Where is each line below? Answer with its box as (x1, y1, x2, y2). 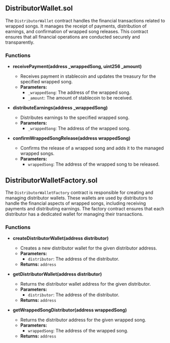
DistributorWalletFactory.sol (5, 176, 98, 184)
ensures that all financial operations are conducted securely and (5, 34, 140, 40)
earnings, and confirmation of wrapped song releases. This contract (5, 28, 149, 35)
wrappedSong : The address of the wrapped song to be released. (27, 161, 160, 167)
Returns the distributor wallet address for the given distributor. (20, 281, 151, 287)
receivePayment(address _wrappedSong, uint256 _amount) (12, 64, 142, 70)
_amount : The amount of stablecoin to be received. (27, 95, 133, 101)
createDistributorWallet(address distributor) (12, 235, 109, 241)
